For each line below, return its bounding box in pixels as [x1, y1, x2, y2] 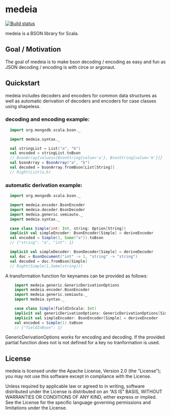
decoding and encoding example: [5, 116, 90, 123]
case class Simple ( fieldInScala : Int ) [14, 306, 97, 312]
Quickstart [5, 79, 40, 88]
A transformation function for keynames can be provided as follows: [5, 273, 148, 279]
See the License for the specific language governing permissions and [5, 399, 151, 406]
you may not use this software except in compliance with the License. [5, 373, 152, 379]
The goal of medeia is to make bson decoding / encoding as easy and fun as [5, 59, 166, 65]
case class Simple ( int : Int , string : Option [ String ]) [10, 226, 126, 231]
